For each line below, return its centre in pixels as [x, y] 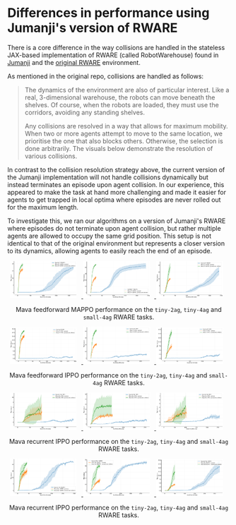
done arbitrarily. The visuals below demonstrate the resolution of [119, 148]
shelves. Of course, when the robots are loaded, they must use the [122, 104]
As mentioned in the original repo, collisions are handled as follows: [105, 76]
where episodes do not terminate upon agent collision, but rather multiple [114, 228]
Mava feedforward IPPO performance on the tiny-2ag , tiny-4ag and [108, 375]
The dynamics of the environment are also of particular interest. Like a [127, 90]
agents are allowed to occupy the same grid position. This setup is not [110, 236]
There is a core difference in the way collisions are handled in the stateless [116, 47]
